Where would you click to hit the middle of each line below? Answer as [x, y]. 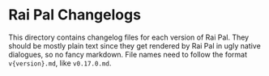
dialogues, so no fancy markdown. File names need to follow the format [128, 54]
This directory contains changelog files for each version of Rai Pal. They [129, 37]
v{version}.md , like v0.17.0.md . [60, 63]
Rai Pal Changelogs [75, 15]
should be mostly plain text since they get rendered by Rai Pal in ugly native [134, 45]
